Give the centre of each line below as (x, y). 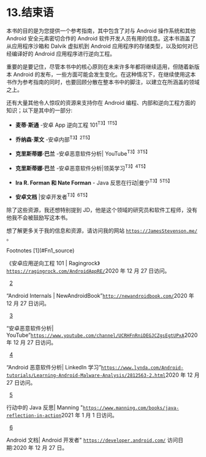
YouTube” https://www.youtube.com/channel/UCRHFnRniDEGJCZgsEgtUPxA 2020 (102, 335)
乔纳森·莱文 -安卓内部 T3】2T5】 (54, 138)
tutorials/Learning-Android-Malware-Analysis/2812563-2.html (86, 375)
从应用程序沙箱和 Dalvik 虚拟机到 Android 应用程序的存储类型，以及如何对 (100, 46)
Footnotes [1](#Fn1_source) (40, 250)
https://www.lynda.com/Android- (142, 368)
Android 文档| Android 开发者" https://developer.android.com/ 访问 (92, 440)
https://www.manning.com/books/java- (131, 408)
